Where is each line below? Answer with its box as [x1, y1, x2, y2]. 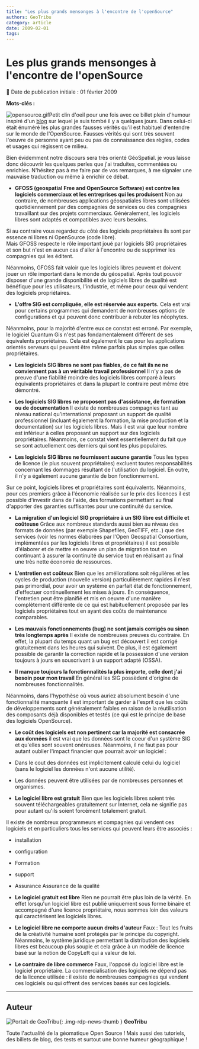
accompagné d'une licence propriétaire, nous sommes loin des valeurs [14, 906, 188, 913]
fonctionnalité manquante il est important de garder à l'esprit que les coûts [6, 699, 188, 706]
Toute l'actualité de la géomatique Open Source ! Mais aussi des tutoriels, [6, 1029, 186, 1037]
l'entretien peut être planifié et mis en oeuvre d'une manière [14, 595, 161, 602]
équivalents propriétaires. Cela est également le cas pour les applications [6, 337, 185, 345]
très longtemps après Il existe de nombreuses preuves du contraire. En [14, 632, 190, 639]
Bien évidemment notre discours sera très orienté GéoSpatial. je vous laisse [6, 155, 191, 162]
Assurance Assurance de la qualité [14, 883, 100, 890]
